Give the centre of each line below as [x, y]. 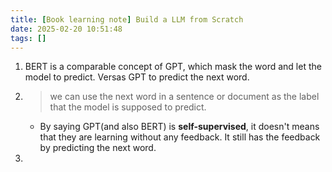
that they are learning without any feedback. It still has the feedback [180, 137]
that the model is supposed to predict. [128, 107]
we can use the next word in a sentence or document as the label [184, 97]
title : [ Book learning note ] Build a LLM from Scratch [127, 19]
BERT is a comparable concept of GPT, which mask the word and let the [173, 67]
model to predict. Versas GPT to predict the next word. [137, 77]
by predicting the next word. [98, 148]
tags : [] [28, 38]
